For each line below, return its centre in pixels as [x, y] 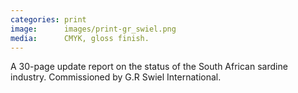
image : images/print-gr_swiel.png [93, 29]
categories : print [48, 19]
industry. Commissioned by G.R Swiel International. [116, 77]
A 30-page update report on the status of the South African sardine [149, 67]
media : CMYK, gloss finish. [80, 38]
